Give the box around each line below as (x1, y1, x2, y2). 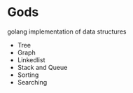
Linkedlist (17, 55, 45, 64)
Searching (17, 78, 48, 86)
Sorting (17, 71, 39, 79)
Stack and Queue (17, 63, 68, 71)
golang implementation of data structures (7, 27, 127, 36)
